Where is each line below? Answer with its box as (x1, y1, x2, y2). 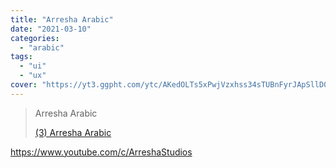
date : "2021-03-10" (10, 24, 92, 34)
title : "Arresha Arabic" (10, 14, 114, 25)
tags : (10, 52, 33, 62)
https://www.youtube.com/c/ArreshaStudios (10, 146, 193, 158)
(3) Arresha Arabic (34, 126, 112, 138)
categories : (10, 33, 60, 43)
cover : (10, 80, 38, 90)
